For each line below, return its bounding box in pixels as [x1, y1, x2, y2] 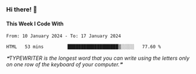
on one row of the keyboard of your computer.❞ [6, 60, 123, 67]
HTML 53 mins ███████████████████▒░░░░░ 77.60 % [6, 44, 161, 50]
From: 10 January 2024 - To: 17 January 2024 [6, 33, 121, 39]
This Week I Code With [6, 20, 64, 27]
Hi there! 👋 [6, 5, 38, 14]
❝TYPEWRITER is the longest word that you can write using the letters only [6, 54, 189, 62]
